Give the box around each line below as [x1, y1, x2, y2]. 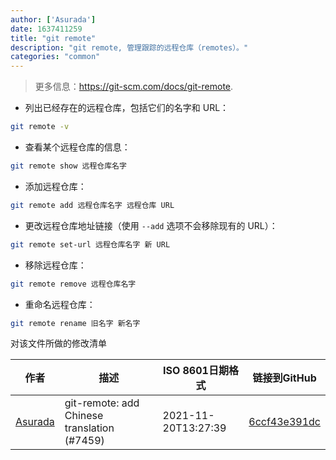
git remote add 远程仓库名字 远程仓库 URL [10, 200, 175, 210]
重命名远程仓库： [24, 298, 96, 310]
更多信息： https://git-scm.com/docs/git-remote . [34, 81, 234, 93]
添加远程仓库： [24, 180, 87, 192]
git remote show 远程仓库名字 [10, 161, 127, 171]
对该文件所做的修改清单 [10, 337, 107, 350]
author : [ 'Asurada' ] [10, 14, 97, 25]
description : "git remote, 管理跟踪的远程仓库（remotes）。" [10, 42, 249, 53]
